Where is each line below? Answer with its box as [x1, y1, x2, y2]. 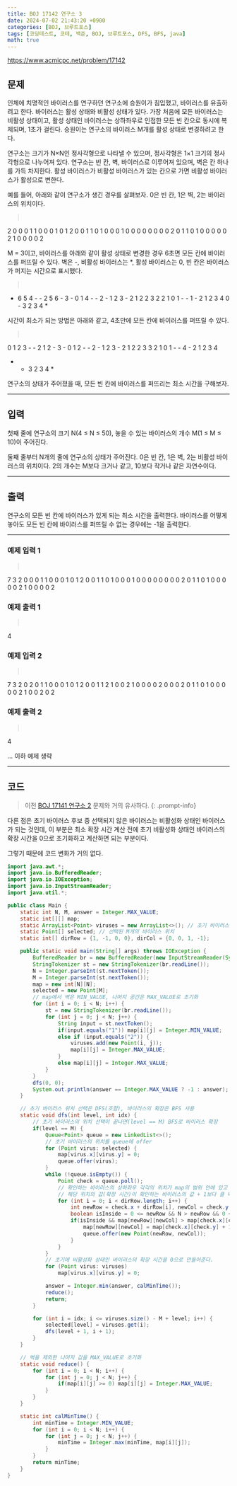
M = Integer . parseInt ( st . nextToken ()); [32, 974, 150, 981]
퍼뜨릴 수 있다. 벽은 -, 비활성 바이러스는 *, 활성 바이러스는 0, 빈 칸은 [20, 258, 205, 266]
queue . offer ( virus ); [57, 1158, 119, 1165]
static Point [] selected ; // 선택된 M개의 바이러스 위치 [20, 928, 175, 935]
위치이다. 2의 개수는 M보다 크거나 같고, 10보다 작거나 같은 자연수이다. [25, 461, 217, 470]
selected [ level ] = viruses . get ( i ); [44, 1321, 150, 1329]
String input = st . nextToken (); [57, 1020, 153, 1027]
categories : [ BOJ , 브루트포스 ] [7, 23, 92, 30]
